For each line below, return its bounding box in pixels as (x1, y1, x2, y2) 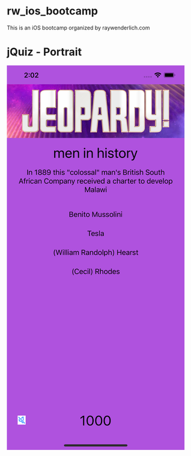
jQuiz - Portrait (7, 45, 82, 59)
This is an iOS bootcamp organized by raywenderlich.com (7, 24, 150, 31)
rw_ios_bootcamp (7, 4, 99, 18)
